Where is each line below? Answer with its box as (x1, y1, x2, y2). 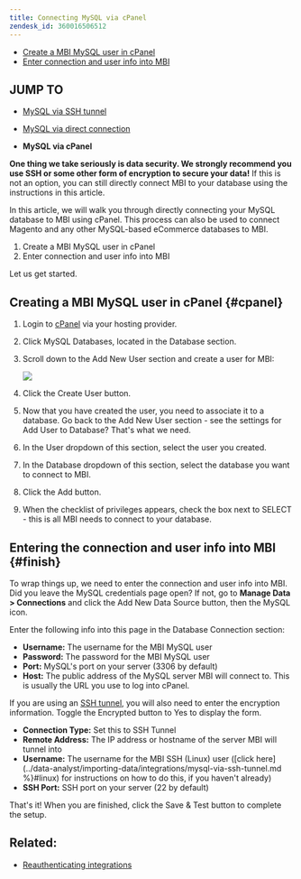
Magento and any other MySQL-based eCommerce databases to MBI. (9, 224, 269, 235)
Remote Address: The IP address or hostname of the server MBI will (22, 734, 278, 745)
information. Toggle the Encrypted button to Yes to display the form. (9, 707, 262, 717)
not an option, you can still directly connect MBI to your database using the (9, 178, 288, 189)
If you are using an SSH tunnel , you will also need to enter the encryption (9, 697, 281, 708)
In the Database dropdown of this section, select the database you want (22, 459, 290, 470)
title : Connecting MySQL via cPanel (9, 13, 147, 23)
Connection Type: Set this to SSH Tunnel (22, 724, 177, 736)
